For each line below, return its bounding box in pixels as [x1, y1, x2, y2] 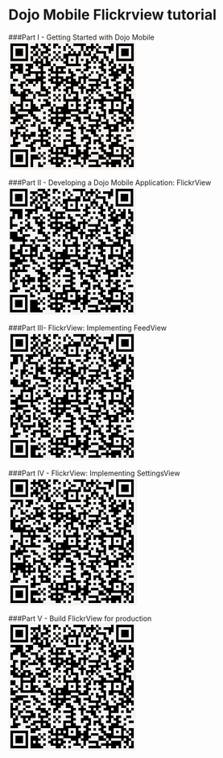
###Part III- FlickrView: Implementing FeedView [8, 323, 167, 333]
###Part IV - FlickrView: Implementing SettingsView [8, 468, 180, 478]
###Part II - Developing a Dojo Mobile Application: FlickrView [8, 178, 212, 187]
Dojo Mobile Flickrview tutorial [8, 6, 217, 24]
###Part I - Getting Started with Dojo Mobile [8, 32, 155, 42]
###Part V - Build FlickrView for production [8, 614, 152, 623]
